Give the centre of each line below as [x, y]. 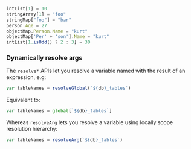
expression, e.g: [26, 77]
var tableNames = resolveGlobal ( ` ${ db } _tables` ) [69, 88]
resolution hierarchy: [32, 129]
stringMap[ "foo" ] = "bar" [39, 20]
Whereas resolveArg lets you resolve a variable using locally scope [90, 122]
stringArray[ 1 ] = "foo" [36, 14]
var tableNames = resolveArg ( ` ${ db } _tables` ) [64, 140]
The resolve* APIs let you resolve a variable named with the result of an [96, 71]
